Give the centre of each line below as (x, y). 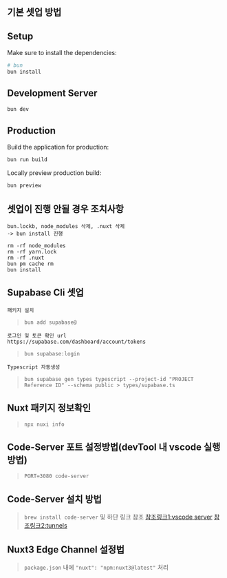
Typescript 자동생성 (34, 367)
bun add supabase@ (50, 322)
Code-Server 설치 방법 (54, 499)
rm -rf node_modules (37, 246)
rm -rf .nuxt (26, 258)
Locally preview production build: (54, 173)
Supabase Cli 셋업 (45, 292)
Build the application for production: (58, 147)
